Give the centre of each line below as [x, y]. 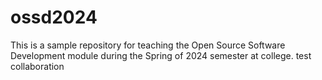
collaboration [37, 66]
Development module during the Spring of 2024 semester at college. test [161, 55]
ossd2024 [54, 17]
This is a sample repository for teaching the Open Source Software [148, 45]
